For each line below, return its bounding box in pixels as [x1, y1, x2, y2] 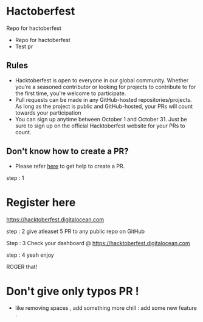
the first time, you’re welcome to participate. [15, 90, 126, 97]
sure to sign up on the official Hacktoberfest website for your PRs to [15, 122, 185, 129]
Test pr [15, 43, 33, 50]
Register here [6, 195, 76, 209]
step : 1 [6, 174, 24, 181]
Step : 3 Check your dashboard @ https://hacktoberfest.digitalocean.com [6, 239, 190, 246]
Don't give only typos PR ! [6, 284, 139, 298]
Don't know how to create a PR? [6, 146, 129, 157]
